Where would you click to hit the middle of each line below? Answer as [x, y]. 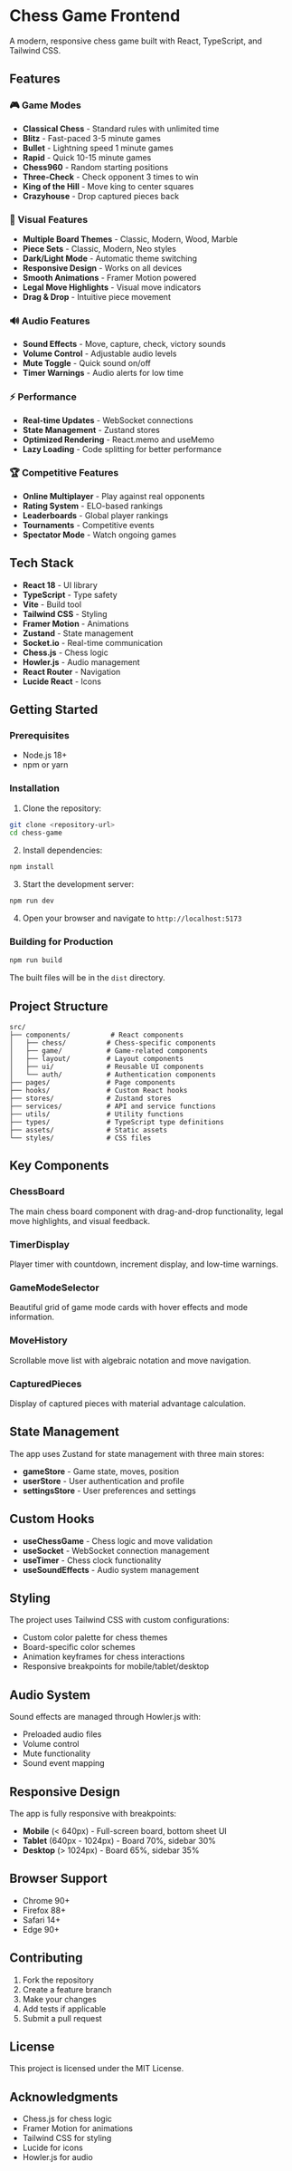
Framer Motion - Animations [75, 623]
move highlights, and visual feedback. [80, 1221]
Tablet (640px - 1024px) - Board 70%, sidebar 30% [119, 1841]
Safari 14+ [42, 1920]
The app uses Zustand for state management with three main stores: [137, 1453]
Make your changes [59, 1999]
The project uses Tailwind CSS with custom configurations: [119, 1620]
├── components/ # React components [96, 1035]
